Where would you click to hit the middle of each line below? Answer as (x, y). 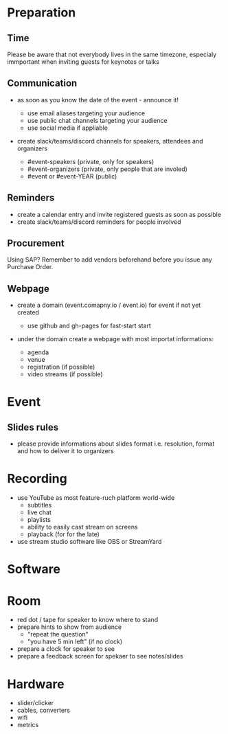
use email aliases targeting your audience (86, 113)
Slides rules (33, 427)
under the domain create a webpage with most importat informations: (115, 339)
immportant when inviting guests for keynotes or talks (83, 62)
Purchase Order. (30, 267)
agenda (38, 352)
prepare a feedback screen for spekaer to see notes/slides (100, 656)
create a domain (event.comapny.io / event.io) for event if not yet (109, 305)
